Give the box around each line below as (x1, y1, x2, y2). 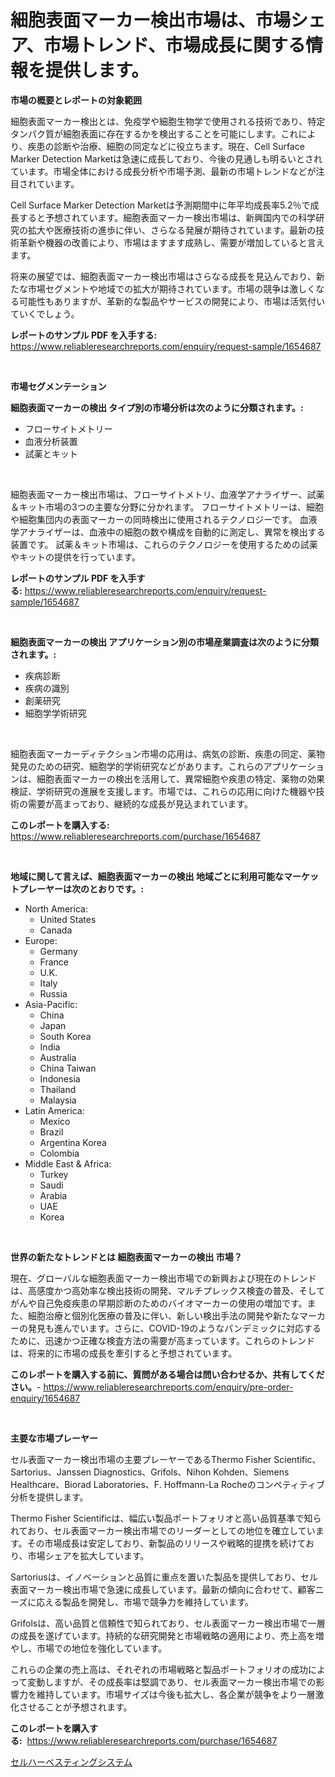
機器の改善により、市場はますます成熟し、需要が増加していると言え (44, 236, 325, 248)
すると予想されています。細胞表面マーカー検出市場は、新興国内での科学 (18, 211, 317, 223)
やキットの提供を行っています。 (10, 551, 141, 563)
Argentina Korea (39, 1136, 107, 1148)
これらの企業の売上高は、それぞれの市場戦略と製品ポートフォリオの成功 (10, 1663, 308, 1675)
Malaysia (39, 1094, 77, 1106)
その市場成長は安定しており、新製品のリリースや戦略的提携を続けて (26, 1537, 307, 1549)
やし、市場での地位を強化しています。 (10, 1642, 168, 1654)
